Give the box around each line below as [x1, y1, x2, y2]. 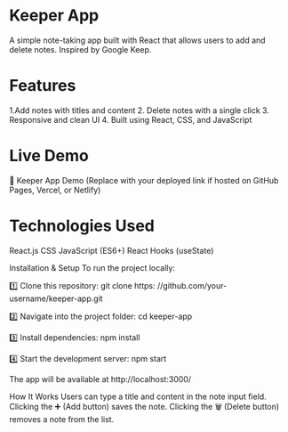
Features [9, 76, 76, 96]
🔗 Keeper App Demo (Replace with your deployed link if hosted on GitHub [9, 175, 279, 185]
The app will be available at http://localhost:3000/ [9, 373, 192, 384]
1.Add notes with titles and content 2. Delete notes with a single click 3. [9, 104, 269, 116]
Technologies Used [9, 216, 156, 236]
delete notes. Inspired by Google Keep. [9, 44, 152, 54]
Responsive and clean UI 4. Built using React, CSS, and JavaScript [9, 114, 252, 125]
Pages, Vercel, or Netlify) [9, 184, 101, 195]
